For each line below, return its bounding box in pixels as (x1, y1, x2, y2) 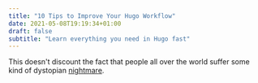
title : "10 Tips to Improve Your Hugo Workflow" (8, 11, 176, 20)
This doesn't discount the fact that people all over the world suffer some (8, 57, 250, 67)
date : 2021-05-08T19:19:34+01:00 (8, 20, 122, 28)
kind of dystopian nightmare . (8, 66, 105, 76)
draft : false (8, 27, 53, 35)
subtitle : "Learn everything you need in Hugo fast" (8, 34, 191, 43)
